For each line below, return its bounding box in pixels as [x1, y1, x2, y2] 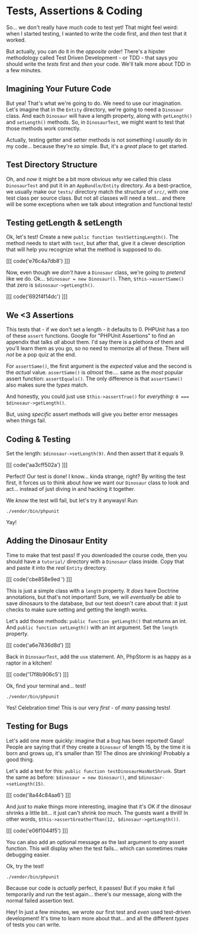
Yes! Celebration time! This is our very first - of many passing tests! [6, 704, 171, 711]
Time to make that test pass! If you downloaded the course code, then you [6, 551, 187, 559]
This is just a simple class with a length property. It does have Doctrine [6, 587, 179, 594]
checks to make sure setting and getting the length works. [6, 606, 148, 613]
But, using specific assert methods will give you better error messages [6, 410, 178, 418]
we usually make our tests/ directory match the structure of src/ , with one [6, 188, 189, 195]
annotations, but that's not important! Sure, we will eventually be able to [6, 593, 181, 601]
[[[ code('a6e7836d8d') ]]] [6, 641, 71, 649]
